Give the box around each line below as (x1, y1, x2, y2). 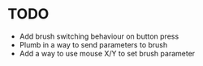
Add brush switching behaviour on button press (19, 31, 179, 41)
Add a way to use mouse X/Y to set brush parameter (19, 48, 196, 58)
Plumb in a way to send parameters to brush (19, 39, 168, 49)
